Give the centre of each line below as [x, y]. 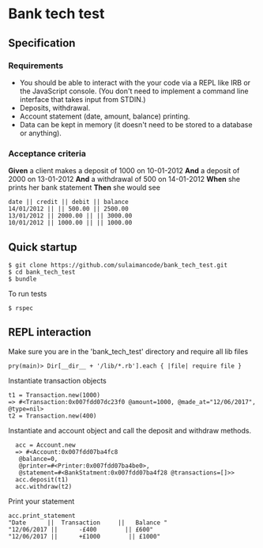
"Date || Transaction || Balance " [88, 523]
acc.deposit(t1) [42, 479]
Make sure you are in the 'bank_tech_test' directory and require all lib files [128, 351]
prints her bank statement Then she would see [84, 187]
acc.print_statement [42, 516]
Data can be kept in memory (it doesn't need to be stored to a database [136, 124]
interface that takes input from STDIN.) [83, 99]
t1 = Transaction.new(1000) [54, 395]
